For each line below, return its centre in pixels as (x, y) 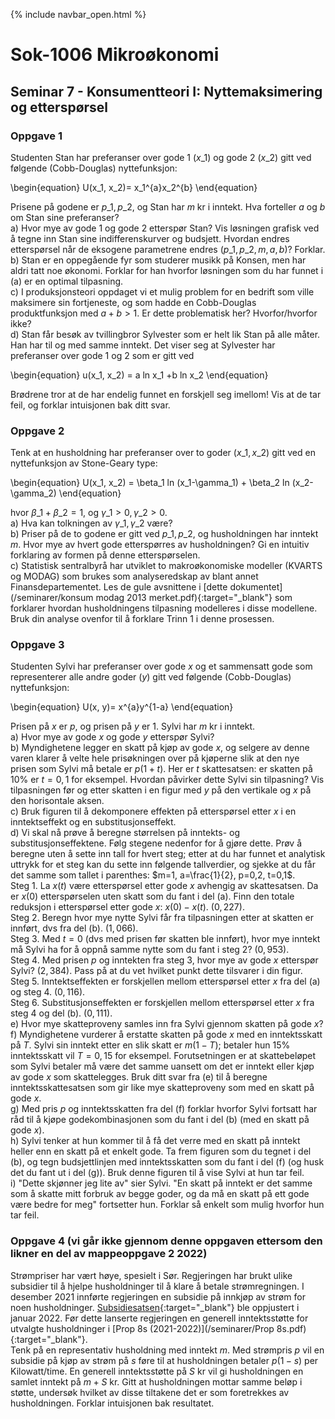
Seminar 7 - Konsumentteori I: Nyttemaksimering (166, 91)
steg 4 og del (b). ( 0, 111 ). (61, 1013)
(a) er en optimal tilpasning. (67, 281)
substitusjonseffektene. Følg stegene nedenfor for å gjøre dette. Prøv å (156, 843)
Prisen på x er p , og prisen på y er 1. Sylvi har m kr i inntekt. (133, 726)
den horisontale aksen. (57, 801)
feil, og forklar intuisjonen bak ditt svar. (90, 405)
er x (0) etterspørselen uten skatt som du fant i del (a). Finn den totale (152, 896)
